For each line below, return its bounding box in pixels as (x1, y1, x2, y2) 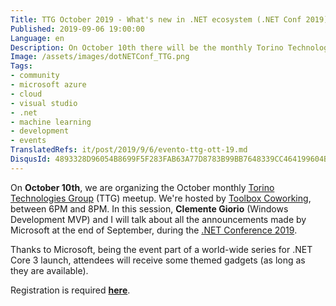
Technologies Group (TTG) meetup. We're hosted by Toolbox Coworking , (10, 192, 312, 204)
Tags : (10, 61, 33, 71)
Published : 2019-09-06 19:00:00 (10, 24, 145, 34)
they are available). (10, 264, 89, 276)
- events (10, 136, 47, 146)
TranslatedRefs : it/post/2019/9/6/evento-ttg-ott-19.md (10, 145, 248, 155)
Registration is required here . (10, 284, 131, 296)
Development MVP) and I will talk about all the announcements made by (10, 213, 307, 225)
